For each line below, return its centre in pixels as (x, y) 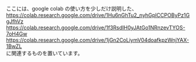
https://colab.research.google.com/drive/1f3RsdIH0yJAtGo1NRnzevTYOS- (96, 27)
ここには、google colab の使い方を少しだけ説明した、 (72, 8)
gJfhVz (15, 21)
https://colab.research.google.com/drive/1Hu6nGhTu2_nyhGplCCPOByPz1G (98, 15)
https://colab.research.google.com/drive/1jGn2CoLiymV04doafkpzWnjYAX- (98, 40)
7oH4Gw (17, 34)
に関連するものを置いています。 (45, 53)
